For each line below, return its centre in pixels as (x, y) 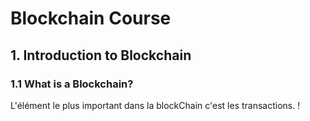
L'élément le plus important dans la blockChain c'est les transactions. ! (155, 105)
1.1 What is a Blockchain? (72, 84)
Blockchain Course (91, 18)
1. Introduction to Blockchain (101, 55)
